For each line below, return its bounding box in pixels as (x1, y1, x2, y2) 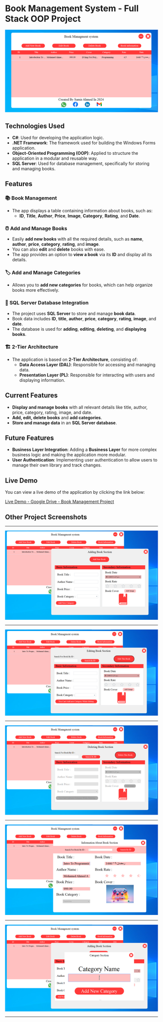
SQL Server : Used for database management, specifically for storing (12, 160, 149, 166)
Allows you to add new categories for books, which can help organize (12, 282, 153, 288)
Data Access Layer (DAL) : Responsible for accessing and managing (19, 361, 156, 368)
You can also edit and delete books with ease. (12, 246, 105, 252)
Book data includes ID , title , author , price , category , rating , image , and (12, 316, 157, 321)
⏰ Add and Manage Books (5, 225, 67, 232)
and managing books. (12, 166, 56, 171)
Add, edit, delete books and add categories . (12, 414, 102, 420)
